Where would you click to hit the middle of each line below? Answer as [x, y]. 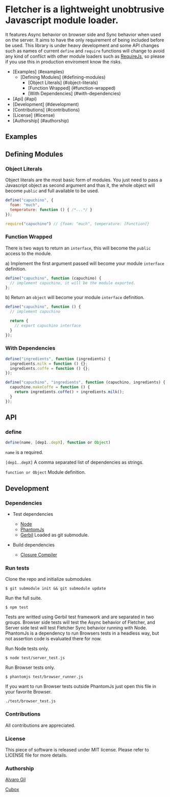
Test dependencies [33, 514]
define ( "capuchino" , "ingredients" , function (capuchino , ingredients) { [86, 383]
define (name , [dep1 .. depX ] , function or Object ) [58, 443]
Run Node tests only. [27, 648]
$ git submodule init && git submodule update [56, 589]
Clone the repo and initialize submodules [48, 579]
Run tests [17, 568]
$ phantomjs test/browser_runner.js [44, 677]
